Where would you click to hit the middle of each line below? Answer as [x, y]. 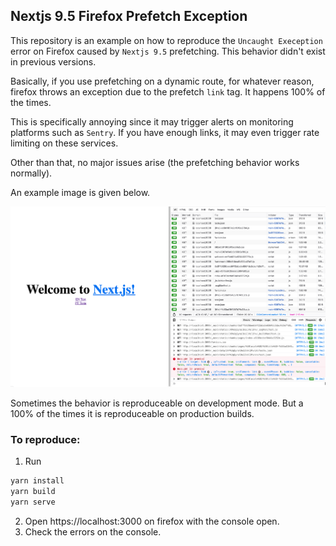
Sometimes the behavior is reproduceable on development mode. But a [157, 403]
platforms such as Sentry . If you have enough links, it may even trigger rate [165, 132]
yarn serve [33, 502]
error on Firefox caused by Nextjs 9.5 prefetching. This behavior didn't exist [168, 51]
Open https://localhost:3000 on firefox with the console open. [152, 521]
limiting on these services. [64, 143]
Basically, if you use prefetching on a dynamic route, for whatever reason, [162, 81]
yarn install [37, 481]
